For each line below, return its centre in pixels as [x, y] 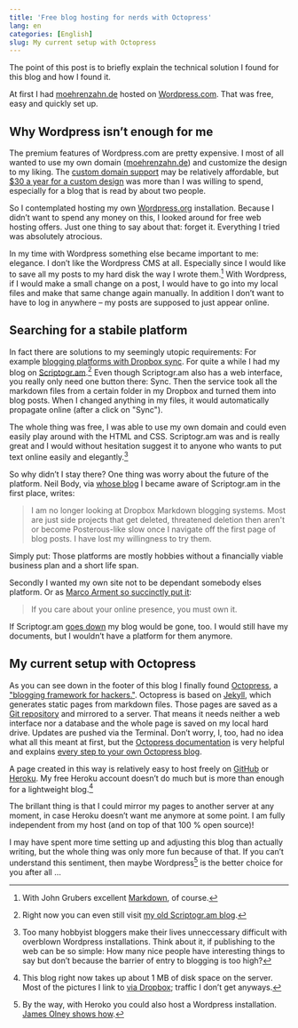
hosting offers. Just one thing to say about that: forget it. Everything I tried [145, 227]
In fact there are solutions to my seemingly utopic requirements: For [133, 351]
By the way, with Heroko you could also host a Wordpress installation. [149, 1004]
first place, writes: [42, 493]
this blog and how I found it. [60, 77]
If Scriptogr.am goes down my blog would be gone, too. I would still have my [149, 626]
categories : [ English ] [51, 34]
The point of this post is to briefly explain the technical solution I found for [144, 68]
